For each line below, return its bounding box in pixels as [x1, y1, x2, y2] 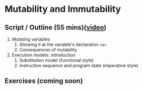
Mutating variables [11, 36, 50, 42]
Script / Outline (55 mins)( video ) [4, 23, 107, 32]
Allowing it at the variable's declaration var [19, 42, 107, 47]
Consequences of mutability [19, 47, 77, 52]
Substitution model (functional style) [19, 57, 94, 63]
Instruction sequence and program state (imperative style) [19, 63, 139, 68]
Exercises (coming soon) [4, 77, 83, 85]
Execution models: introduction [11, 52, 75, 58]
